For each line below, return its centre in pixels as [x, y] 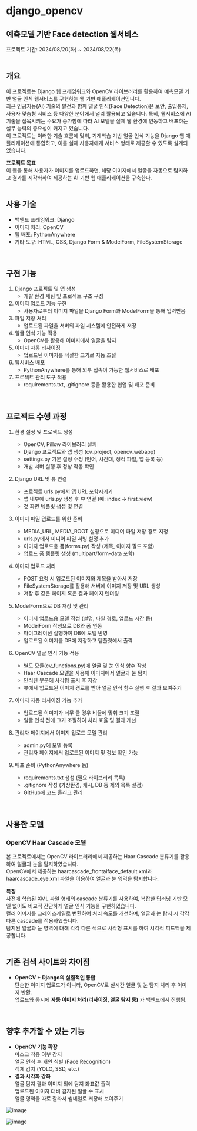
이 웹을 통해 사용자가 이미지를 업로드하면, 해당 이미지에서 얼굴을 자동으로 [89, 170]
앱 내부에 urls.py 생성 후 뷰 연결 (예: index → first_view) [88, 499]
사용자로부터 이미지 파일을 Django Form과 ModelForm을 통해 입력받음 [105, 311]
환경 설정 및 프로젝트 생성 [44, 432]
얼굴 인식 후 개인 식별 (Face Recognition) [62, 1061]
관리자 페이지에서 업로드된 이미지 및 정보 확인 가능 [81, 753]
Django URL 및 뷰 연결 [41, 479]
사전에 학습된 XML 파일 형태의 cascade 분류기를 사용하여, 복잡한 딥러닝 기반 [94, 899]
